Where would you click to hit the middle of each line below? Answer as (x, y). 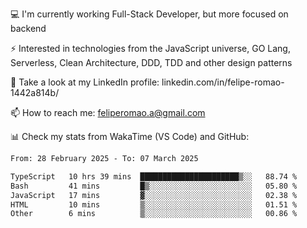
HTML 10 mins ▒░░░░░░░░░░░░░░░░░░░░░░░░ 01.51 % (154, 204)
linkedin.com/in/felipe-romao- (223, 82)
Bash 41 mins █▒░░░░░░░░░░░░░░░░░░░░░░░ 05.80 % (154, 186)
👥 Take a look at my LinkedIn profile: (85, 82)
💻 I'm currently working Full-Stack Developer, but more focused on (149, 14)
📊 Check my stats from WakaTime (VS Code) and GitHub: (130, 136)
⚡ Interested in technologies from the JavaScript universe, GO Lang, (150, 48)
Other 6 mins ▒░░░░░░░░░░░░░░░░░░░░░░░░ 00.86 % (154, 214)
